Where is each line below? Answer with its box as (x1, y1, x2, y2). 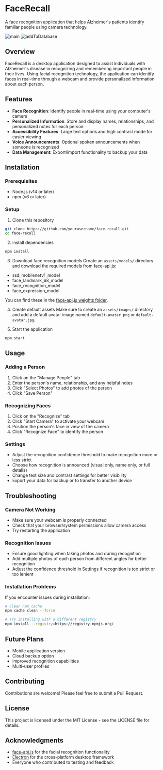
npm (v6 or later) (12, 194, 46, 200)
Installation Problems (5, 583, 56, 590)
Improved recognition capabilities (12, 658, 79, 664)
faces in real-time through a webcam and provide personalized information (5, 76, 155, 81)
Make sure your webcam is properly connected (12, 517, 107, 523)
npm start (5, 336, 25, 341)
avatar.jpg (12, 318, 34, 323)
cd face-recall (5, 231, 36, 236)
